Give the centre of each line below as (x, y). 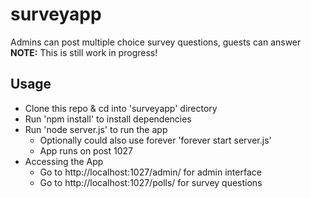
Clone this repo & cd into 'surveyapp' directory (121, 108)
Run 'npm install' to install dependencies (108, 119)
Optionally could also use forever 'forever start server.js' (155, 140)
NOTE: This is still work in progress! (84, 52)
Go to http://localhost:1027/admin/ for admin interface (150, 172)
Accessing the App (64, 161)
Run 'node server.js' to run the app (96, 129)
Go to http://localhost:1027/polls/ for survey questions (151, 182)
